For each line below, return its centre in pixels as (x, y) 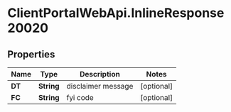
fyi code (80, 97)
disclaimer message (100, 86)
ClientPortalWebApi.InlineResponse (116, 13)
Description (100, 74)
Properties (31, 54)
